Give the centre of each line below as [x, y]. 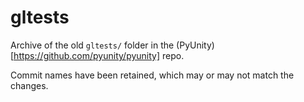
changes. [29, 85]
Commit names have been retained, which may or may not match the [152, 75]
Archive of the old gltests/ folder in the [92, 45]
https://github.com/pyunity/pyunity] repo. [99, 55]
